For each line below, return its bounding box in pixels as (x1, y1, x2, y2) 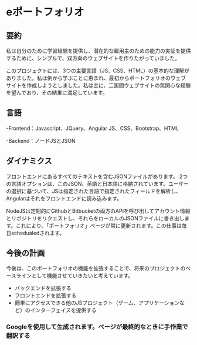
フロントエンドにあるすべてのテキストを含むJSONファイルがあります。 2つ (6, 173, 188, 180)
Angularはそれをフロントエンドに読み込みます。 (6, 195, 122, 202)
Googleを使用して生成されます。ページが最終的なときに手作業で (6, 323, 189, 331)
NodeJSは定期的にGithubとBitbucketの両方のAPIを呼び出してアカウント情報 (6, 207, 191, 215)
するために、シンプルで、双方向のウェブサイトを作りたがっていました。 (6, 55, 180, 62)
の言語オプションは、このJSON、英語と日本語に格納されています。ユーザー (6, 180, 189, 187)
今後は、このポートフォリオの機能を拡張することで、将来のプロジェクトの (6, 265, 186, 272)
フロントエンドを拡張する (14, 292, 77, 299)
